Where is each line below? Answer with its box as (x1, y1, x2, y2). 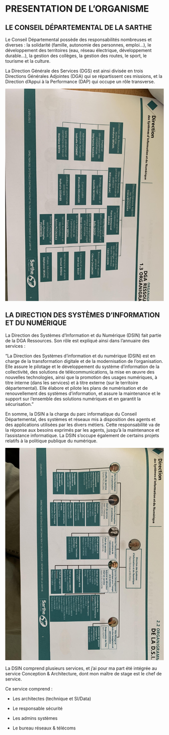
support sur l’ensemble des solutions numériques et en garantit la (5, 395, 141, 402)
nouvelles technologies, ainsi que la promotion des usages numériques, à (5, 374, 157, 380)
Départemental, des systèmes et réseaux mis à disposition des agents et (5, 416, 156, 422)
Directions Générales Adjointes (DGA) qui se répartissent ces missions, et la (5, 73, 162, 79)
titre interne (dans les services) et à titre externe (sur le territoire (5, 380, 138, 386)
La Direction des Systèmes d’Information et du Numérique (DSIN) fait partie (5, 332, 162, 338)
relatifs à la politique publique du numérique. (5, 438, 98, 444)
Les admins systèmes (12, 715, 58, 721)
